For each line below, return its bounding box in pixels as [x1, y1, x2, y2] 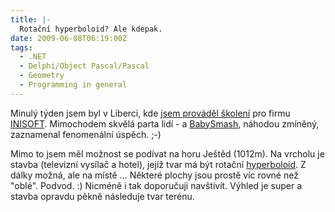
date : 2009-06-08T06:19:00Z [10, 33, 128, 43]
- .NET [19, 52, 47, 62]
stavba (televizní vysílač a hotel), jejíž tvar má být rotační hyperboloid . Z [10, 158, 307, 170]
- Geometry [19, 71, 65, 81]
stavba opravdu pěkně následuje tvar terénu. [10, 190, 195, 202]
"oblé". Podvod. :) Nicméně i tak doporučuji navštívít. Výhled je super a [10, 179, 303, 191]
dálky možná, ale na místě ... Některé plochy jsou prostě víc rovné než [10, 169, 299, 181]
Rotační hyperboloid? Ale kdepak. [19, 24, 163, 34]
